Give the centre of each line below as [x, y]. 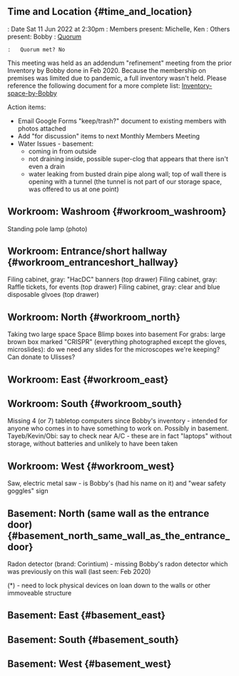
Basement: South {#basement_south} [93, 639]
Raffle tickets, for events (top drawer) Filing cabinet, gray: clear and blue [114, 287]
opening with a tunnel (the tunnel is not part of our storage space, [125, 181]
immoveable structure [40, 593]
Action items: [27, 107]
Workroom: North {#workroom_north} [94, 317]
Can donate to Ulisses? [41, 357]
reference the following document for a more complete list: [94, 86]
